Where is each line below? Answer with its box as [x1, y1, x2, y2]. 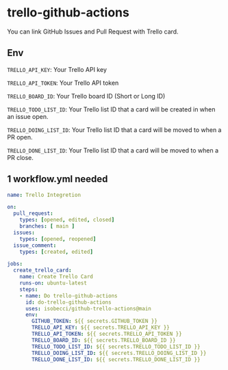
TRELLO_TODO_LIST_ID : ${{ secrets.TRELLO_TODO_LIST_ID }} [31, 343, 201, 350]
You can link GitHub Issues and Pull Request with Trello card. [7, 27, 179, 36]
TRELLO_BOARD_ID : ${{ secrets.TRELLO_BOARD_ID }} [31, 336, 176, 343]
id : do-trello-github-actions [25, 299, 112, 306]
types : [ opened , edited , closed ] [19, 217, 115, 224]
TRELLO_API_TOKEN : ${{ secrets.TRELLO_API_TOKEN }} [31, 330, 183, 338]
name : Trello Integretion [7, 191, 81, 198]
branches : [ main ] [19, 223, 75, 230]
